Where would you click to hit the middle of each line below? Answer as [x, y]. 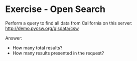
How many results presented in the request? [58, 53]
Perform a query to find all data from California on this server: [69, 23]
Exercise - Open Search [55, 9]
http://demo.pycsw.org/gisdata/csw [42, 28]
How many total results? [37, 47]
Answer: [14, 38]
